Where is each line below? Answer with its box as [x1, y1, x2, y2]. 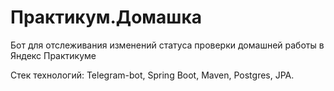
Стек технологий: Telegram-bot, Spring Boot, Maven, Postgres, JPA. [10, 69, 295, 81]
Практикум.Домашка [10, 6, 202, 29]
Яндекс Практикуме [10, 49, 97, 61]
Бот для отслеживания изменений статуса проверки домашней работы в [10, 39, 325, 51]
